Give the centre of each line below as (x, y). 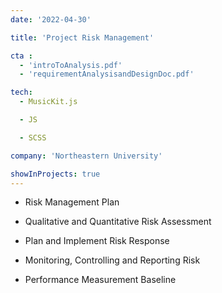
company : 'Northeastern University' (86, 156)
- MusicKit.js (48, 102)
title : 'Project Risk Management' (82, 37)
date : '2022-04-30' (51, 19)
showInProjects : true (55, 174)
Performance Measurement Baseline (100, 280)
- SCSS (33, 137)
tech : (21, 92)
